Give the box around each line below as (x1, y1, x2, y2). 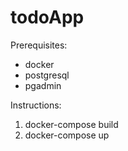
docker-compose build (24, 118, 119, 130)
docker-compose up (24, 129, 110, 141)
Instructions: (10, 99, 62, 111)
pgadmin (24, 79, 62, 91)
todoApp (10, 6, 85, 29)
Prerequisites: (10, 39, 68, 51)
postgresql (24, 69, 70, 81)
